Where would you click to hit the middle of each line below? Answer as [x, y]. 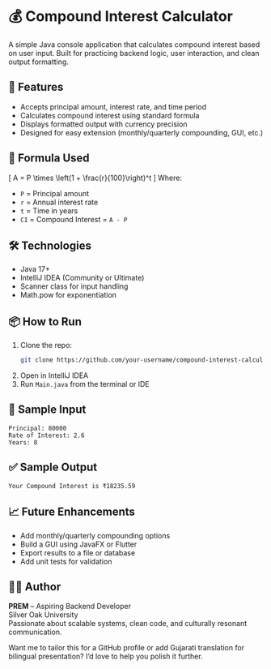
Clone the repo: [46, 345]
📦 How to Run [45, 322]
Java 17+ [35, 269]
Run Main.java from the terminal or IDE [85, 384]
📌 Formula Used [49, 159]
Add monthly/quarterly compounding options [95, 535]
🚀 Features [36, 87]
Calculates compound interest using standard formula [110, 115]
